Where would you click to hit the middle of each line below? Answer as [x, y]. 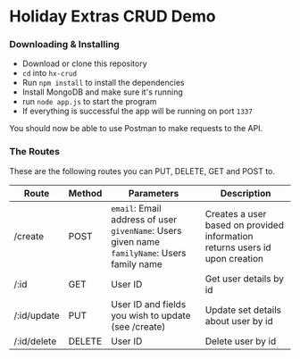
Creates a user [236, 213]
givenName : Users [146, 230]
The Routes [35, 152]
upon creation [234, 258]
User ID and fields [149, 304]
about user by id [239, 321]
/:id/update [37, 315]
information [229, 236]
